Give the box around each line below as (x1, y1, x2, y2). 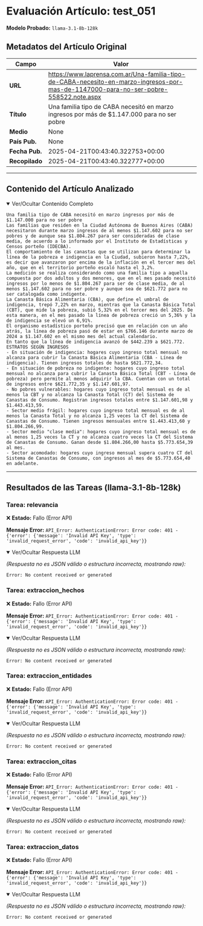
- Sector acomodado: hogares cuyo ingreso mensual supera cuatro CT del (6, 449, 193, 456)
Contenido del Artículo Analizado (6, 184, 134, 194)
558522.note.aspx (48, 93, 101, 101)
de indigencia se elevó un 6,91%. (6, 318, 94, 324)
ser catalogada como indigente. (6, 291, 88, 297)
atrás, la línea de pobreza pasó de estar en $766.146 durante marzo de (6, 328, 193, 334)
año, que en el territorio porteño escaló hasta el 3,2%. (6, 264, 155, 270)
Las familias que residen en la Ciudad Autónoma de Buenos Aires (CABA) (6, 222, 193, 228)
